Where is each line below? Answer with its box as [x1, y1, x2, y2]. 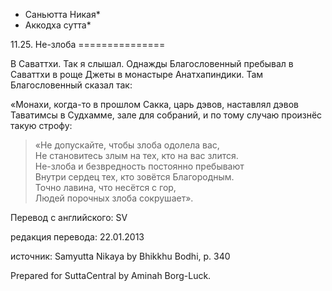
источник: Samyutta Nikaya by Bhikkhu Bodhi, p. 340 [10, 250, 231, 262]
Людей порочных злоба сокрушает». [34, 192, 194, 204]
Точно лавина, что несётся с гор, [34, 182, 177, 193]
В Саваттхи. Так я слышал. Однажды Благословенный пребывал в [10, 58, 294, 69]
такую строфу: [10, 120, 73, 131]
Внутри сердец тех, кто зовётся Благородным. [34, 171, 235, 183]
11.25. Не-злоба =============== [10, 39, 166, 50]
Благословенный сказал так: [10, 79, 133, 91]
